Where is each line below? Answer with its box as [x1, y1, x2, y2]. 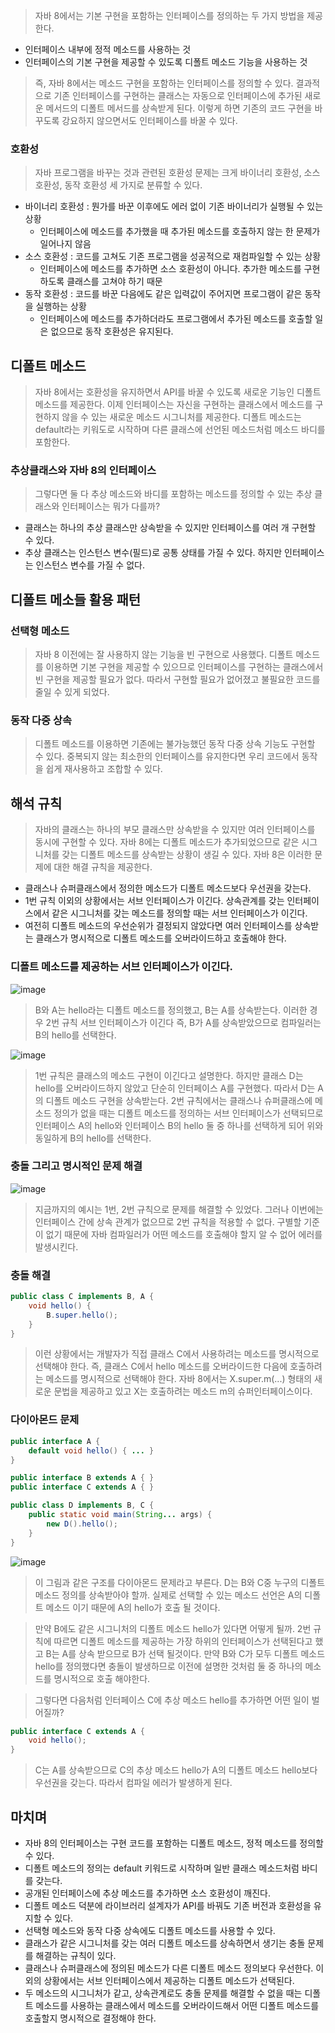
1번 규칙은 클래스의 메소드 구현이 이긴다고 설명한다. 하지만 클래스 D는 [34, 1069, 304, 1081]
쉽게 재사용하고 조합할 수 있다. [45, 763, 163, 775]
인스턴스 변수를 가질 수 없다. [35, 559, 145, 571]
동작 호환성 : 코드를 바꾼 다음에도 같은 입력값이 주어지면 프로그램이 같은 [24, 288, 303, 300]
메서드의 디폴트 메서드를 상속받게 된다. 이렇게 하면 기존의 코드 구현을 [45, 102, 313, 114]
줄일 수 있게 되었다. [34, 686, 110, 698]
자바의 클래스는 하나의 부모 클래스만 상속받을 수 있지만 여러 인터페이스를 [34, 824, 316, 836]
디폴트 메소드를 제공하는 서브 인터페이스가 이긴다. [10, 960, 233, 974]
